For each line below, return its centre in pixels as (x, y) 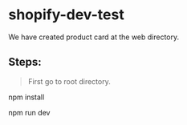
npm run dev (29, 112)
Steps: (25, 62)
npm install (26, 97)
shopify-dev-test (66, 15)
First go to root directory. (69, 81)
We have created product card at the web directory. (94, 37)
